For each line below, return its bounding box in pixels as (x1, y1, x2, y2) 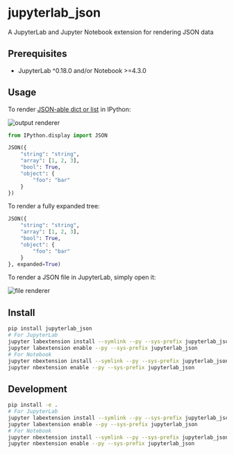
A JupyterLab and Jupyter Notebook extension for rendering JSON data (8, 28, 214, 36)
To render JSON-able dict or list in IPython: (8, 105, 131, 113)
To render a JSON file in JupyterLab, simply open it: (8, 273, 156, 282)
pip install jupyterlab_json (8, 325, 92, 333)
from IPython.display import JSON (8, 132, 108, 139)
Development (8, 383, 68, 395)
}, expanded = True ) (8, 260, 61, 268)
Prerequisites (8, 48, 67, 60)
